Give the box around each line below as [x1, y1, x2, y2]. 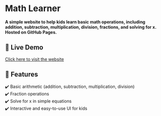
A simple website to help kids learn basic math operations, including [5, 19, 145, 25]
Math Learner [5, 3, 61, 14]
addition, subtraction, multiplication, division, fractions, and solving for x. [5, 24, 157, 30]
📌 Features [5, 70, 38, 79]
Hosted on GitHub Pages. [5, 29, 57, 35]
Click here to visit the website [5, 56, 64, 62]
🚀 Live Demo [5, 43, 44, 51]
